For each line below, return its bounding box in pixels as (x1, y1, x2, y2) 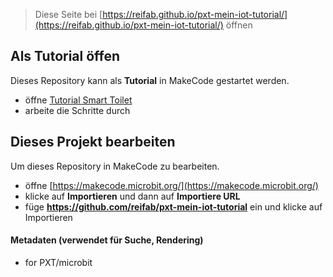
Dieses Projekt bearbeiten (10, 134, 176, 151)
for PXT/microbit (24, 256, 93, 268)
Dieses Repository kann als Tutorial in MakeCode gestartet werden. (10, 74, 290, 86)
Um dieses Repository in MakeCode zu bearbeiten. (10, 160, 220, 172)
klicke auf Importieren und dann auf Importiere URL (24, 190, 241, 202)
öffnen (225, 19, 253, 31)
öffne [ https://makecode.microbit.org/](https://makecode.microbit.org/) (24, 179, 319, 191)
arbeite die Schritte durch (24, 104, 131, 116)
